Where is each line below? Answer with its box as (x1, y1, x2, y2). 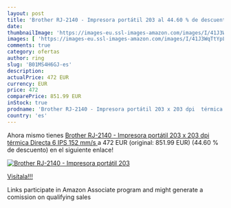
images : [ (7, 36, 36, 43)
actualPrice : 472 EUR (7, 73, 69, 81)
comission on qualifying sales (7, 193, 91, 201)
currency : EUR (7, 80, 48, 87)
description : (7, 67, 45, 74)
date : (7, 23, 23, 30)
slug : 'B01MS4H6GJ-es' (7, 61, 72, 68)
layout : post (7, 10, 45, 17)
